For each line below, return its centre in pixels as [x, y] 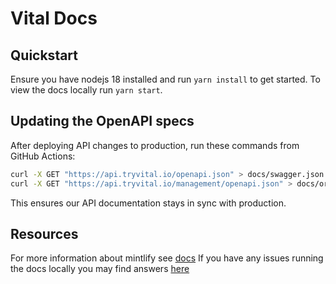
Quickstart [44, 55]
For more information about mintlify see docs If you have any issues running [167, 258]
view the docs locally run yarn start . [86, 90]
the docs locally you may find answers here [100, 269]
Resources [44, 233]
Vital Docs [54, 18]
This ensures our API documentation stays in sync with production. [148, 203]
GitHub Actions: [43, 156]
